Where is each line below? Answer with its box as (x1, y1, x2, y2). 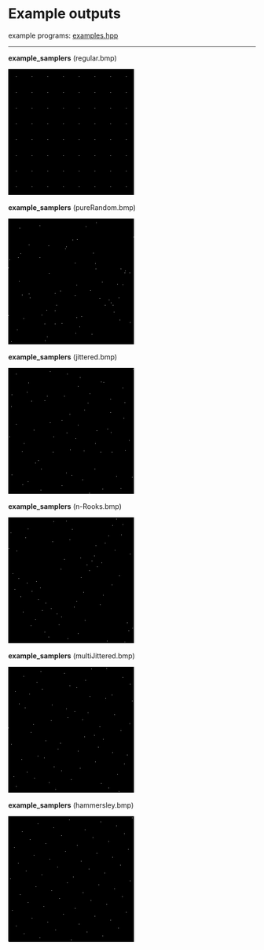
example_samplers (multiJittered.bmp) (8, 650, 135, 661)
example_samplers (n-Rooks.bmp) (8, 501, 122, 511)
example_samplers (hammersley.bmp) (8, 800, 134, 810)
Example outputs (8, 5, 122, 23)
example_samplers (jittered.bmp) (8, 352, 118, 362)
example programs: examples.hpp (8, 31, 119, 40)
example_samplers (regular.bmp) (8, 53, 118, 63)
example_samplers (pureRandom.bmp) (8, 202, 136, 212)
